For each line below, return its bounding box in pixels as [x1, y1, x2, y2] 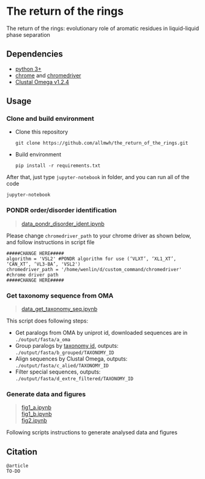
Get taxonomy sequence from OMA [6, 291, 114, 300]
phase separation [6, 31, 51, 38]
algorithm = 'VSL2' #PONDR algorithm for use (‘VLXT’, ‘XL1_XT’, [6, 256, 176, 262]
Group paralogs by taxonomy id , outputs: [15, 342, 119, 350]
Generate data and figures [6, 389, 86, 398]
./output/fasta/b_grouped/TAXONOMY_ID [15, 350, 114, 356]
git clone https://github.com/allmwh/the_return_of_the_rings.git [15, 140, 188, 147]
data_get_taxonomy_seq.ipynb [21, 305, 98, 313]
